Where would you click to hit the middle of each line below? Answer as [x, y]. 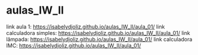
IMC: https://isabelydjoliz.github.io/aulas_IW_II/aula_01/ [74, 46]
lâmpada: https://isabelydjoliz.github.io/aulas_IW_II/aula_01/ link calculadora [99, 39]
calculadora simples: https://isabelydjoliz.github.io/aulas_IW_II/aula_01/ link [98, 33]
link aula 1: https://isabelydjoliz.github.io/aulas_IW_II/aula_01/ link [86, 27]
